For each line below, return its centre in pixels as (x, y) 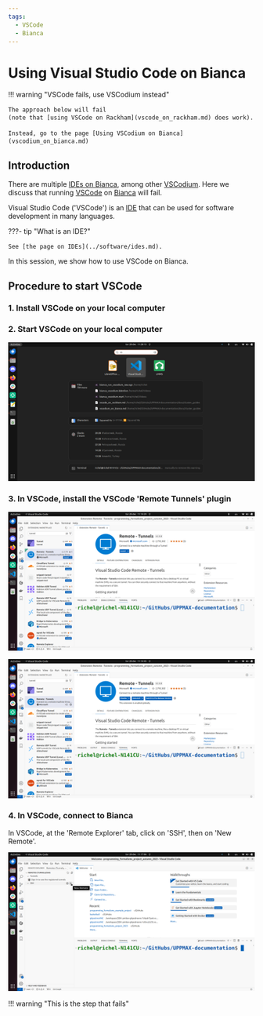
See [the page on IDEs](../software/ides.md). (85, 247)
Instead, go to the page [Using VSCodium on (82, 133)
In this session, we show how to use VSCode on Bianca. (99, 261)
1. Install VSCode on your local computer (87, 308)
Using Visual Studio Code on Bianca (127, 73)
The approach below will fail (58, 110)
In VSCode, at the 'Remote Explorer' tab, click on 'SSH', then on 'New (120, 832)
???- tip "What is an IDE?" (50, 231)
